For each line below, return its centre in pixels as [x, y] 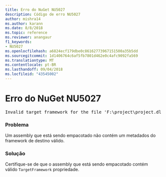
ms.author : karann [24, 23]
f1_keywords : [19, 42]
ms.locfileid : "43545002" [32, 74]
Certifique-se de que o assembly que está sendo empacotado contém [77, 164]
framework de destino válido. [35, 141]
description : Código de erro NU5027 [43, 14]
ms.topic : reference [26, 33]
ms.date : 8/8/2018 [24, 28]
